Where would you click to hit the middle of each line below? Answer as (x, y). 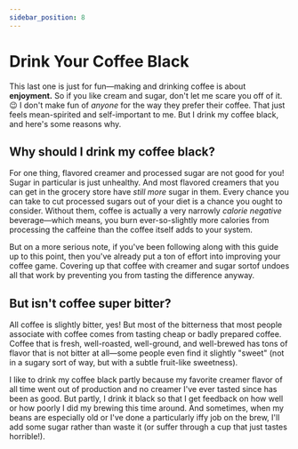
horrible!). (28, 437)
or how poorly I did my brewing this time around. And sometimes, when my (147, 408)
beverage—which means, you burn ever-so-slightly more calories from (139, 220)
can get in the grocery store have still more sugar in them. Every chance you (149, 192)
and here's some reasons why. (65, 124)
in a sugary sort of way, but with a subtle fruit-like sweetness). (124, 363)
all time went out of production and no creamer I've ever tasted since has (143, 389)
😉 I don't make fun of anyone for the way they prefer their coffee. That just (147, 105)
